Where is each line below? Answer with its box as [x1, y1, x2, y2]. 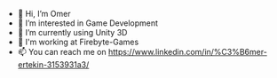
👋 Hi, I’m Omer [17, 9, 71, 19]
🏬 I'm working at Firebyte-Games [17, 36, 139, 47]
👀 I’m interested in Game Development [17, 18, 158, 28]
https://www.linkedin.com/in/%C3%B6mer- [107, 47, 268, 57]
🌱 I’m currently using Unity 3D [17, 27, 128, 37]
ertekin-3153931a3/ [17, 59, 90, 70]
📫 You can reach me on [17, 47, 107, 57]
